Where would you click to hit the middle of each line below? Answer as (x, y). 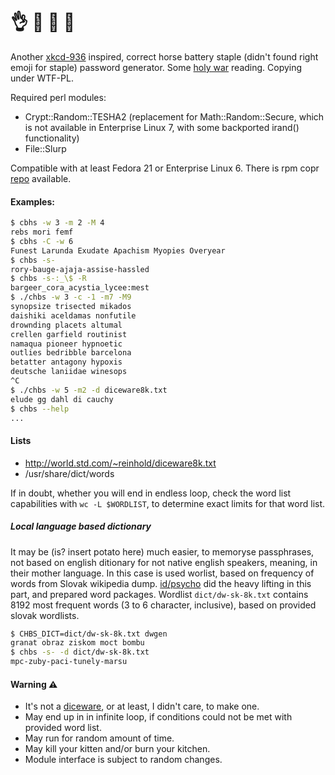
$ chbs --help (40, 409)
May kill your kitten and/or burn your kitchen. (117, 749)
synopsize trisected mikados (71, 307)
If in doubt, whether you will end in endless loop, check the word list (151, 493)
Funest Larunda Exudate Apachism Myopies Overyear (118, 250)
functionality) (52, 138)
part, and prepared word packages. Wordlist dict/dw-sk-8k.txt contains (159, 594)
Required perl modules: (58, 97)
